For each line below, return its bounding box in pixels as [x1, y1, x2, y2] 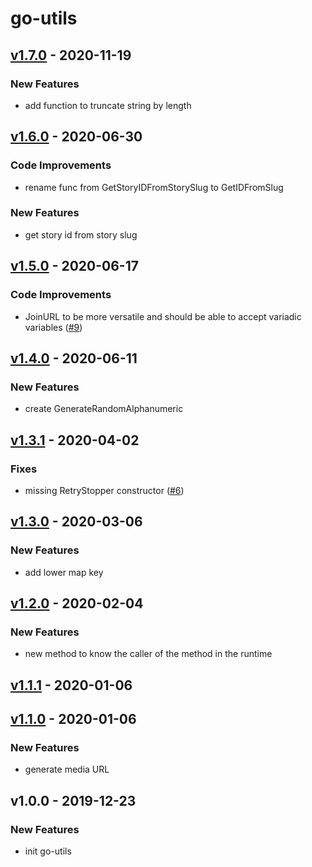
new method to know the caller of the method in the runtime [24, 648, 273, 660]
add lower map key [24, 566, 104, 578]
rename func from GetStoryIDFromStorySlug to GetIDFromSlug [24, 181, 284, 193]
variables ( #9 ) [24, 321, 83, 333]
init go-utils [24, 845, 72, 857]
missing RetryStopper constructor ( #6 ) [24, 484, 185, 496]
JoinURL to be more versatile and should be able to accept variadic [24, 310, 302, 322]
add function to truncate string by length [24, 99, 192, 111]
